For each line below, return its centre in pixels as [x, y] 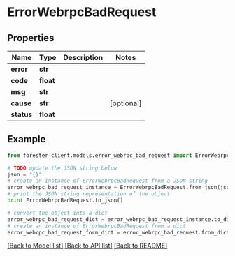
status [22, 114]
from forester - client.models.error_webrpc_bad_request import [100, 155]
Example [27, 139]
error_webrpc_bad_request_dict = [56, 219]
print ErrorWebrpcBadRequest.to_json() [65, 201]
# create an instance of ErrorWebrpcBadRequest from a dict [97, 226]
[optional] [126, 103]
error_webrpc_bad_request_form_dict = [64, 232]
